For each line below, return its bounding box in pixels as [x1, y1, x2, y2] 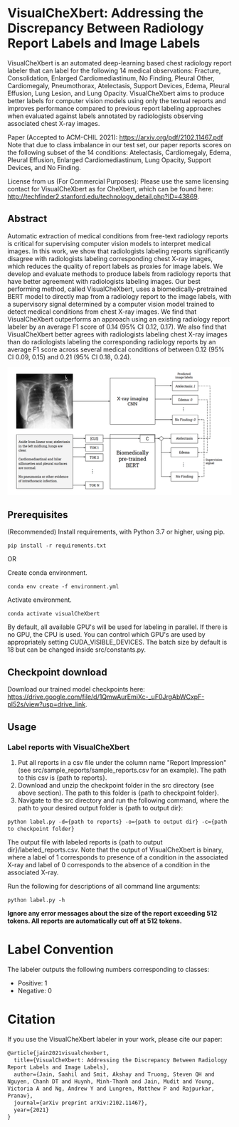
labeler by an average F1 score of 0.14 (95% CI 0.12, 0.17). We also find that [7, 322, 227, 331]
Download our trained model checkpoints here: [7, 685, 146, 694]
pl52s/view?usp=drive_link [7, 700, 86, 709]
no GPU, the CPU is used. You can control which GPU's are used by [7, 630, 206, 639]
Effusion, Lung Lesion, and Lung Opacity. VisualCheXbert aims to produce [7, 89, 225, 97]
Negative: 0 [17, 986, 52, 995]
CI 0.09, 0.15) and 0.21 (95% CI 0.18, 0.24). [7, 352, 132, 361]
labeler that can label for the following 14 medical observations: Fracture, [7, 66, 221, 75]
